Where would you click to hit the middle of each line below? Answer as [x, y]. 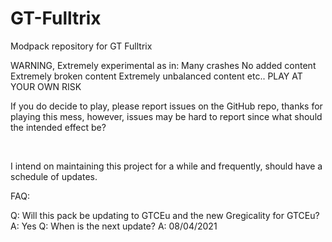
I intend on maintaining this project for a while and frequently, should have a [166, 166]
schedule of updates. [54, 176]
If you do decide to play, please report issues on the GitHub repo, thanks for [166, 106]
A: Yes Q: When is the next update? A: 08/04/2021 [114, 226]
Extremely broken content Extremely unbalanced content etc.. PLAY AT [156, 76]
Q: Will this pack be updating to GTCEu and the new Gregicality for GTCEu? [165, 215]
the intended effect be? [58, 127]
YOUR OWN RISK [46, 86]
